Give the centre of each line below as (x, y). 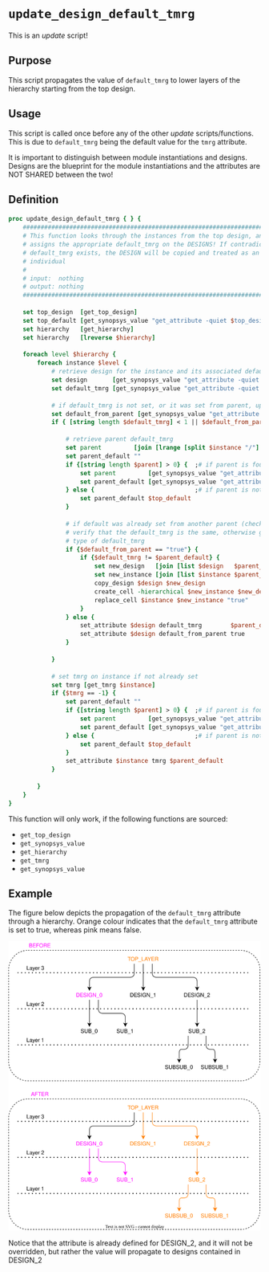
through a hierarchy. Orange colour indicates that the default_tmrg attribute (133, 921)
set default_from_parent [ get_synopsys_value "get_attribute (155, 414)
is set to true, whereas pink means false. (75, 930)
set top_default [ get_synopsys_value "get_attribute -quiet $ (128, 320)
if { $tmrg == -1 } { (83, 693)
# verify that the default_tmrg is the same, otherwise (161, 532)
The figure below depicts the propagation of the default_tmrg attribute (125, 913)
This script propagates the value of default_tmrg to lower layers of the (124, 79)
